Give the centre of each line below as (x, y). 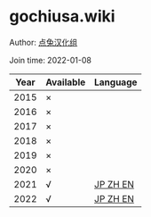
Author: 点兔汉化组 (44, 42)
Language (116, 82)
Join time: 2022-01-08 (50, 60)
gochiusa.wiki (62, 17)
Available (66, 82)
